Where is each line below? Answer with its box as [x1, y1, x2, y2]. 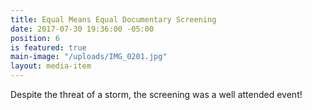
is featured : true [10, 42, 87, 53]
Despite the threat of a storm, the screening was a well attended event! [10, 89, 303, 100]
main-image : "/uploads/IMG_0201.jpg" [10, 52, 168, 62]
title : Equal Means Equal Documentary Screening [10, 14, 217, 25]
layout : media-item [10, 61, 92, 71]
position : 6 [10, 33, 60, 43]
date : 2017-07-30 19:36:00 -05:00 [10, 24, 155, 34]
